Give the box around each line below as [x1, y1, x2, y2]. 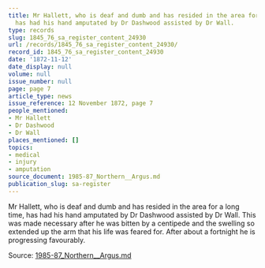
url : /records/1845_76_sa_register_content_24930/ [8, 41, 178, 49]
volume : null [8, 70, 51, 78]
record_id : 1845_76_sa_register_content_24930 [8, 48, 164, 56]
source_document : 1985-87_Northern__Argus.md [8, 173, 160, 181]
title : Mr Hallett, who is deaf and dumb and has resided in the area [8, 11, 245, 20]
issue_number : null [8, 77, 73, 85]
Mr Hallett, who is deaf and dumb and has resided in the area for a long [8, 202, 240, 211]
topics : [8, 143, 34, 151]
